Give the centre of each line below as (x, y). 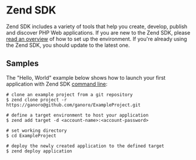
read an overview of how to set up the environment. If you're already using (97, 39)
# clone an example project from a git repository (69, 94)
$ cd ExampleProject (31, 135)
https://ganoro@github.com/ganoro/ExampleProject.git (74, 105)
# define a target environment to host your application (77, 115)
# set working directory (36, 130)
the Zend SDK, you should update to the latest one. (68, 45)
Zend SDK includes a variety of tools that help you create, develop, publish (97, 26)
